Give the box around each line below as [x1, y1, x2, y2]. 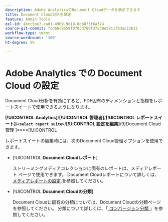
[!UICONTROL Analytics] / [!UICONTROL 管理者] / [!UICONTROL [5, 114, 135, 120]
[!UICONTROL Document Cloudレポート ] [12, 154, 98, 160]
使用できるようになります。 [36, 104, 93, 110]
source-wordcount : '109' [5, 36, 57, 41]
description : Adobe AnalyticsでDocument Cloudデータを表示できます [5, 7, 141, 13]
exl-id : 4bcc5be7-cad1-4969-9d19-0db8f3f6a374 [5, 21, 104, 27]
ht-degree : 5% [5, 40, 35, 45]
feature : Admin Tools [5, 17, 51, 22]
